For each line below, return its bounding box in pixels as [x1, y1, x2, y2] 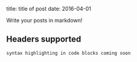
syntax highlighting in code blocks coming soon [6, 50, 131, 56]
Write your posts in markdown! [6, 17, 83, 23]
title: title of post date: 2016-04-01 [6, 5, 92, 12]
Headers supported [6, 34, 81, 45]
